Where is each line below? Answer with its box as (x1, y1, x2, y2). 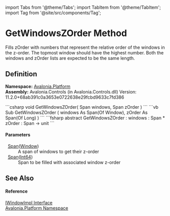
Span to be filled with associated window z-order (18, 159, 121, 165)
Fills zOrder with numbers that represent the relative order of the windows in (5, 44, 165, 50)
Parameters (5, 132, 30, 138)
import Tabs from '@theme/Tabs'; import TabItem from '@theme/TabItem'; (5, 5, 161, 10)
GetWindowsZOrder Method (5, 27, 127, 39)
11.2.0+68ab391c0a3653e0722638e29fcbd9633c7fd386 (5, 94, 124, 100)
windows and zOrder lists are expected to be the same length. (5, 55, 135, 61)
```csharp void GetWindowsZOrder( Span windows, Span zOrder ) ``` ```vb (5, 104, 159, 110)
